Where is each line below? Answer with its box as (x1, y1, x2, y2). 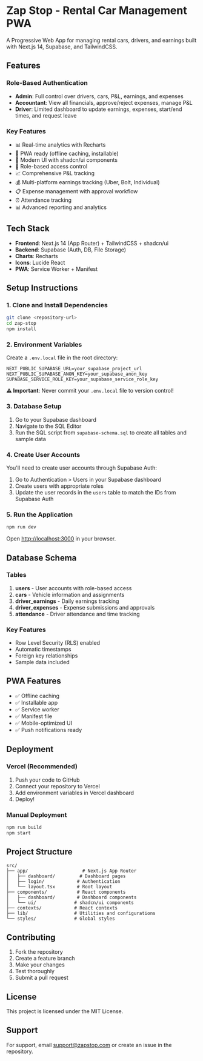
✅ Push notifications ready (15, 726, 82, 733)
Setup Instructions (6, 283, 78, 293)
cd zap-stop (6, 321, 36, 327)
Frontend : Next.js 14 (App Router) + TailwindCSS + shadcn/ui (15, 239, 168, 247)
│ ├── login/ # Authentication (6, 879, 121, 885)
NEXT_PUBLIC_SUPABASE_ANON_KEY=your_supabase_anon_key (6, 371, 148, 378)
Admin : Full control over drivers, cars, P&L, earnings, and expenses (15, 92, 184, 100)
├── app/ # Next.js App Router (6, 868, 137, 874)
